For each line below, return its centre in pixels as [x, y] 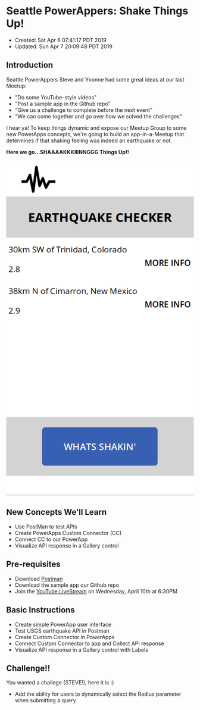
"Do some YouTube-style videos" [56, 97]
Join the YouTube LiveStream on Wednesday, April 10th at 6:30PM [96, 591]
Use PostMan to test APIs [46, 526]
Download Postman [39, 578]
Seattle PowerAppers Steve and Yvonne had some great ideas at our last [95, 79]
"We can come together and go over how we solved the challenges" [99, 116]
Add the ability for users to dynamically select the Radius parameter [98, 694]
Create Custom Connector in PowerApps [65, 637]
